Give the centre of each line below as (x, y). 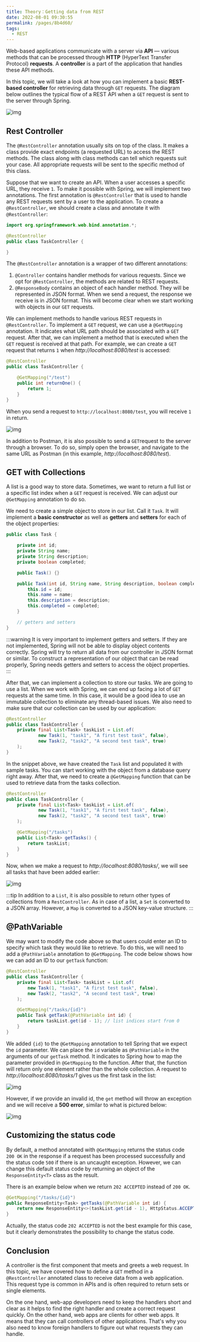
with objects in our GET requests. (54, 307)
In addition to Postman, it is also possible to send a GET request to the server (99, 441)
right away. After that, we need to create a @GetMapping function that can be (99, 776)
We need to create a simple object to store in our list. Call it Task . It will (92, 511)
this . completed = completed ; (64, 606)
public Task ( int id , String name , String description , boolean (97, 583)
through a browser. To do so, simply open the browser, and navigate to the (98, 447)
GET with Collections (46, 472)
